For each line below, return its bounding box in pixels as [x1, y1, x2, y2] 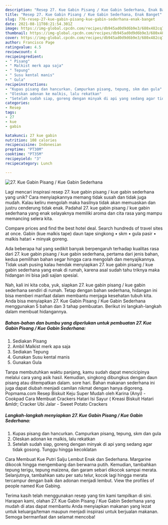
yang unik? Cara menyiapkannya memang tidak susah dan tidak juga [5, 194, 146, 200]
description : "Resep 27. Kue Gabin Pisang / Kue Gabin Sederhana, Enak [5, 7, 157, 13]
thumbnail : [5, 31, 28, 36]
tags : [5, 110, 16, 115]
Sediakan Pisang [12, 338, 47, 344]
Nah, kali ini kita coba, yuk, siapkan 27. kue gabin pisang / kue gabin [5, 282, 146, 288]
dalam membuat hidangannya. [5, 308, 67, 314]
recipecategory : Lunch [5, 161, 52, 166]
